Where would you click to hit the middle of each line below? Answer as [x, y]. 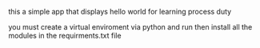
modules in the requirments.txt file [65, 36]
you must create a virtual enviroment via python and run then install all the [130, 27]
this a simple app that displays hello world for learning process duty [120, 12]
